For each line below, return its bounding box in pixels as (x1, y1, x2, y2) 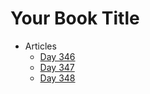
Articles (24, 40, 57, 52)
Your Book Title (10, 7, 140, 30)
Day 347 (39, 61, 75, 73)
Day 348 (39, 72, 76, 84)
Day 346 (39, 50, 76, 62)
